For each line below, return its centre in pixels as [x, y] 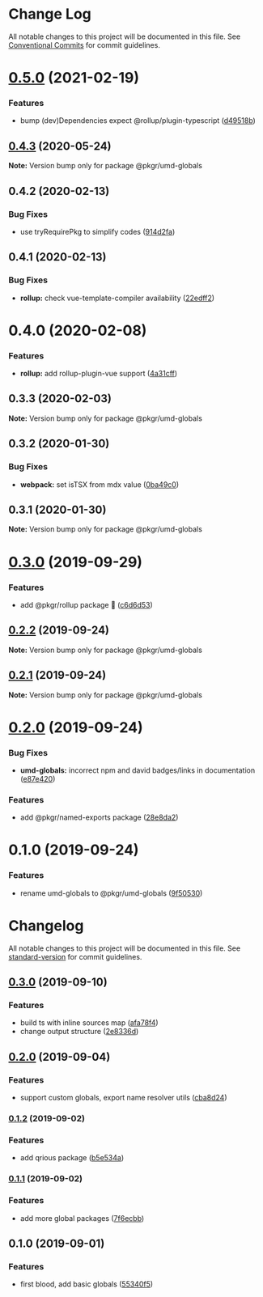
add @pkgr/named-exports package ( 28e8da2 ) [99, 817]
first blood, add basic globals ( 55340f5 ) [87, 1284]
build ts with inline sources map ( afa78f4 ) [89, 1023]
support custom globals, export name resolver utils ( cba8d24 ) [123, 1098]
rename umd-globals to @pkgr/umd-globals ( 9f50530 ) [111, 893]
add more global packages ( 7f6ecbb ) [82, 1218]
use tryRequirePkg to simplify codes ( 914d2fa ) [98, 231]
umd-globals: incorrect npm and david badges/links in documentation [138, 770]
